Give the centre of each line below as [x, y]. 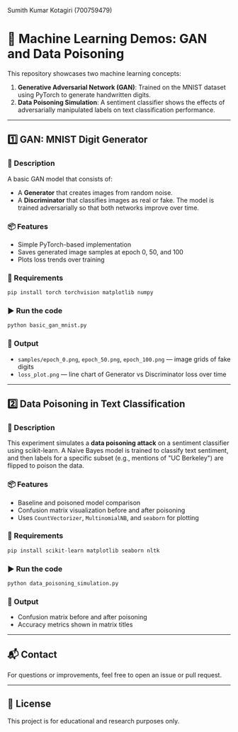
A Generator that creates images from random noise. [95, 192]
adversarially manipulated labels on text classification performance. [116, 110]
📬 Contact [32, 654]
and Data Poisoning [66, 54]
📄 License [29, 704]
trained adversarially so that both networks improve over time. [108, 208]
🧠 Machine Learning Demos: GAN [107, 39]
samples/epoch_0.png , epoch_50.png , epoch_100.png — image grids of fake [124, 359]
